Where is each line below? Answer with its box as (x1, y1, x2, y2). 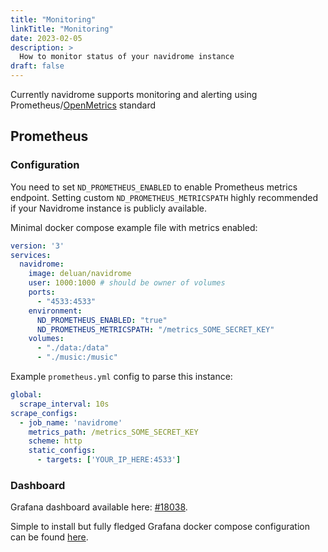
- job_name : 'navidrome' (19, 417, 123, 428)
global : (10, 390, 43, 400)
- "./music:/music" (36, 352, 118, 363)
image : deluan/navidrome (28, 269, 132, 279)
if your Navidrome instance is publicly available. (10, 202, 208, 214)
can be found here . (10, 531, 89, 543)
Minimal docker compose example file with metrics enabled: (10, 221, 258, 233)
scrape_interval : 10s (19, 399, 110, 409)
